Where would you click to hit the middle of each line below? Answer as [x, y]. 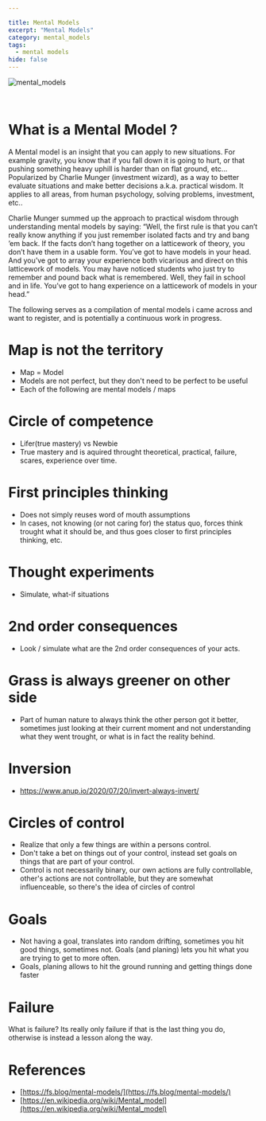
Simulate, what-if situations [64, 594]
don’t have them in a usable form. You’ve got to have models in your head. [130, 252]
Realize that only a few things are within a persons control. [116, 845]
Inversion [40, 768]
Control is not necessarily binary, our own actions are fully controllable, [136, 870]
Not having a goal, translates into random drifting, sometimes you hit [132, 941]
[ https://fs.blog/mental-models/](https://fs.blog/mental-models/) [125, 1092]
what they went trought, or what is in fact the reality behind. [118, 736]
